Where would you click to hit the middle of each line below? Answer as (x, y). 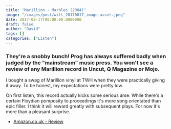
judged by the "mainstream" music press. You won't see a (80, 63)
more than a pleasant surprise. (38, 112)
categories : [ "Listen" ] (31, 39)
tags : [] (15, 34)
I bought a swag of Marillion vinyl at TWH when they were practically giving (85, 80)
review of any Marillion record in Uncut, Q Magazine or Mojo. (83, 69)
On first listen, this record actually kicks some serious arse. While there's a (84, 95)
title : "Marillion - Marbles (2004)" (46, 10)
